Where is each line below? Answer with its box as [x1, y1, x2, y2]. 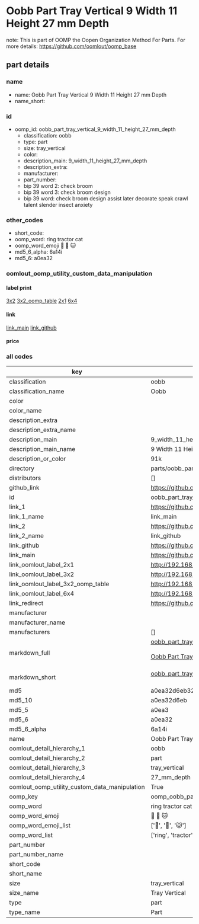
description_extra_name [9, 426, 76, 434]
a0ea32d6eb [150, 696, 188, 705]
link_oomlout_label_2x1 [9, 561, 75, 569]
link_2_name [9, 532, 44, 540]
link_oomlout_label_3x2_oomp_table [9, 580, 110, 588]
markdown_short [9, 673, 56, 682]
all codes [6, 353, 33, 361]
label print [6, 284, 32, 291]
